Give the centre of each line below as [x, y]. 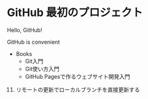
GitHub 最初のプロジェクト [75, 13]
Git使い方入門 [42, 69]
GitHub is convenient [33, 42]
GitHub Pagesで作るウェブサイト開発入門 [78, 76]
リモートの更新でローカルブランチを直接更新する [78, 89]
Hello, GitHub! [25, 30]
